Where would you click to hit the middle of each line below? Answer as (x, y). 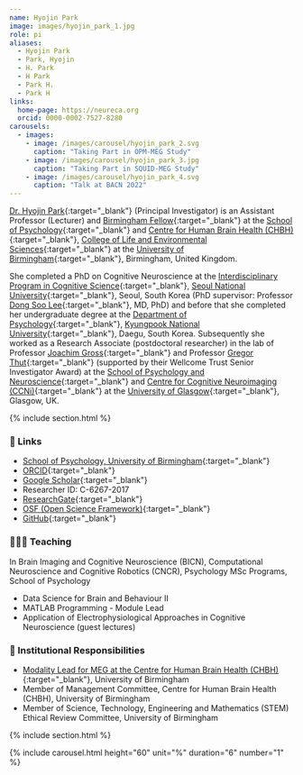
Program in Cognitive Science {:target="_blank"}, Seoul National (128, 286)
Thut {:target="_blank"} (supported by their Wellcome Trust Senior (132, 362)
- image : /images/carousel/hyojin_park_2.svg (113, 143)
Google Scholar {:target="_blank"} (85, 480)
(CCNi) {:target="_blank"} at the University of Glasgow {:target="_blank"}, (144, 391)
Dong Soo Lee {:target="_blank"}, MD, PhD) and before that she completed (148, 305)
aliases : (26, 43)
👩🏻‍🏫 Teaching (41, 542)
